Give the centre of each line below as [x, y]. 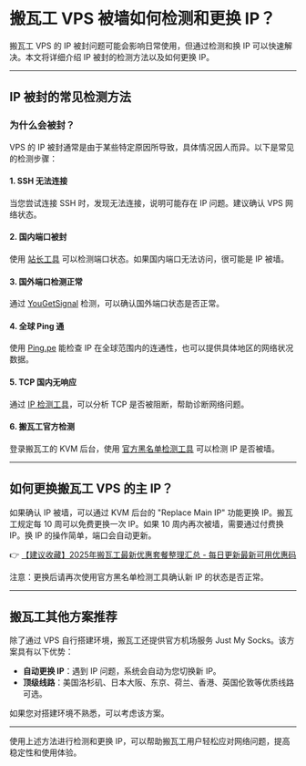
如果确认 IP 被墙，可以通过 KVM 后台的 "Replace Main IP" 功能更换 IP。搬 [147, 512]
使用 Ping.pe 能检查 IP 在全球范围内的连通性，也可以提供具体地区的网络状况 [152, 348]
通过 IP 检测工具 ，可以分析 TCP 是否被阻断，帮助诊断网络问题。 [129, 404]
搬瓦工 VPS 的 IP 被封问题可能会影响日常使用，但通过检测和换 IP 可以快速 [147, 46]
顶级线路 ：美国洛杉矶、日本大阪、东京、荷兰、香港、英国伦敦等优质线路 [158, 683]
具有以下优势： [45, 652]
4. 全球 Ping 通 [37, 326]
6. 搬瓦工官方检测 [42, 427]
